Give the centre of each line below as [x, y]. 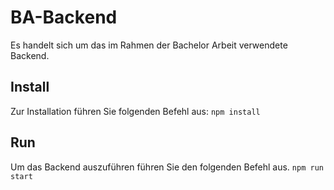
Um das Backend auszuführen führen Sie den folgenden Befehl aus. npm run [167, 167]
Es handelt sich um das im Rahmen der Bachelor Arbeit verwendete [149, 45]
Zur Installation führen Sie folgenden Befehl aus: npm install [135, 111]
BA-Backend [64, 17]
